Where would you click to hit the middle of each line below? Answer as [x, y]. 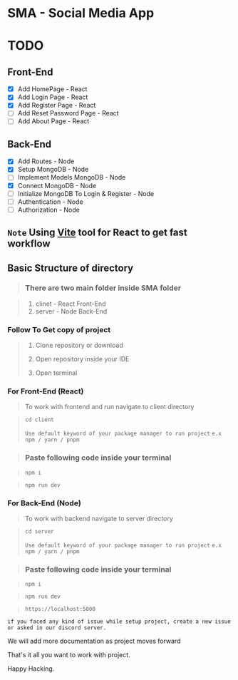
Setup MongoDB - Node [53, 170]
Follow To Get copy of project [59, 329]
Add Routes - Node [46, 161]
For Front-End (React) [46, 391]
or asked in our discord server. [57, 628]
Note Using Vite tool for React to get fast [97, 233]
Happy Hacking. [31, 669]
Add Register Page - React [57, 105]
